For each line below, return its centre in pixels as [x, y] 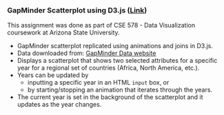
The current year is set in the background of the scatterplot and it [110, 97]
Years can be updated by [53, 75]
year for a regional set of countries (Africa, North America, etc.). [108, 68]
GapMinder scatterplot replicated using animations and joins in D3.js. [115, 46]
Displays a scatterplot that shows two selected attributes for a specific [117, 61]
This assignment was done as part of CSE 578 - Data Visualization [101, 25]
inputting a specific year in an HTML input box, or [98, 83]
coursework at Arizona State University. [63, 32]
